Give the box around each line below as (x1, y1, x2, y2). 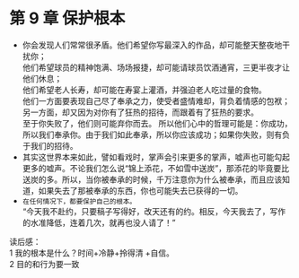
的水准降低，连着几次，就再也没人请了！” (22, 217, 176, 228)
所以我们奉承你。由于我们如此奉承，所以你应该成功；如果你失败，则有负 (22, 129, 290, 140)
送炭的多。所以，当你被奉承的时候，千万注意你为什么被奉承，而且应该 (22, 174, 283, 185)
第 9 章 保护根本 (9, 8, 126, 29)
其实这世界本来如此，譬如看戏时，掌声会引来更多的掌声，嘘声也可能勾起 (22, 152, 290, 162)
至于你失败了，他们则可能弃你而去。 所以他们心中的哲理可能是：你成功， (22, 117, 293, 128)
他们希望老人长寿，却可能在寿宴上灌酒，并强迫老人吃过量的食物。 (22, 84, 267, 95)
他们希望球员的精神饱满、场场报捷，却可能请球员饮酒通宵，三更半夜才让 (22, 62, 290, 73)
